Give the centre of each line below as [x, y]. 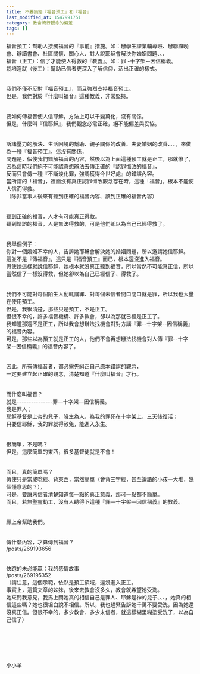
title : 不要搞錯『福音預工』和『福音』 [49, 12]
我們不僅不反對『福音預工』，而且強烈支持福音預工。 [70, 89]
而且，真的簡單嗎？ [30, 472]
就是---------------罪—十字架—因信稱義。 [58, 402]
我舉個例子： [22, 244]
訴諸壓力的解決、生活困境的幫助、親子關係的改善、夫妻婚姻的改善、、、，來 [96, 144]
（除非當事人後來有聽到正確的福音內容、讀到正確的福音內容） [82, 196]
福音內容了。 [63, 347]
